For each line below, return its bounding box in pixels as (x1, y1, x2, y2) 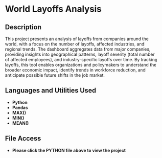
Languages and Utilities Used (5, 87, 96, 95)
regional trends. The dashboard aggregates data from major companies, (5, 46, 151, 52)
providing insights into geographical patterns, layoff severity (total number (5, 51, 155, 57)
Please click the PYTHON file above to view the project (12, 147, 126, 153)
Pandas (12, 104, 28, 111)
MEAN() (12, 120, 29, 126)
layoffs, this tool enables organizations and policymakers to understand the (5, 62, 157, 68)
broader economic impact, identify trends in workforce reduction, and (5, 67, 146, 73)
